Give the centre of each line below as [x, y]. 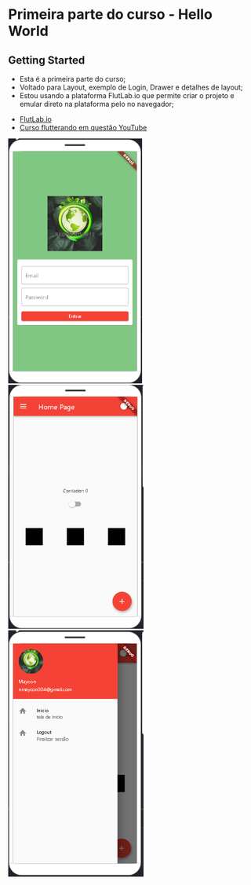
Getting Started [47, 60]
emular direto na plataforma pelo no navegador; [96, 104]
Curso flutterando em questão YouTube [83, 128]
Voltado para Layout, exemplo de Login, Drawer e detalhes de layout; [131, 87]
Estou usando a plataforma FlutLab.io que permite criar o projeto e [127, 95]
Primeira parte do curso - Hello [111, 15]
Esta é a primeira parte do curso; [73, 79]
